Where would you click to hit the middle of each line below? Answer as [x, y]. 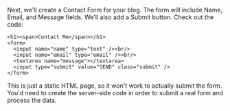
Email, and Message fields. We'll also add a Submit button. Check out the [111, 17]
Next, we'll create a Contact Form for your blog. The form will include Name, [115, 10]
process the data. [32, 100]
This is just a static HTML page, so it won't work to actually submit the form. [115, 86]
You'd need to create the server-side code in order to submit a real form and [115, 93]
